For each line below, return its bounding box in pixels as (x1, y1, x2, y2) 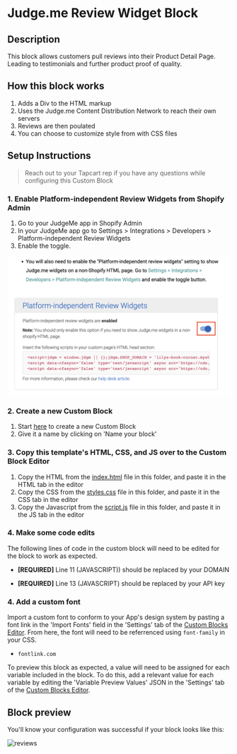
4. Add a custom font (7, 596, 81, 606)
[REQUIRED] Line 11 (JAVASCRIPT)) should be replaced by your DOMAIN (17, 565, 230, 574)
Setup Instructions (7, 150, 91, 162)
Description (7, 33, 60, 45)
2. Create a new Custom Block (7, 406, 113, 416)
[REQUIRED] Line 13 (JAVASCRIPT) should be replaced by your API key (17, 579, 225, 587)
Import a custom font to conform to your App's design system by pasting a (7, 613, 225, 622)
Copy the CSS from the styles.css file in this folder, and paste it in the (17, 488, 220, 496)
